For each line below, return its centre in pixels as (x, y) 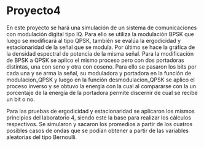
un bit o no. (21, 99)
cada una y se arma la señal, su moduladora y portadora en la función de (99, 73)
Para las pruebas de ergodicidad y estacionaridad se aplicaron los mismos (100, 111)
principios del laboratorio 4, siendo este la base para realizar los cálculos (99, 118)
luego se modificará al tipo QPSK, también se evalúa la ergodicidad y (94, 40)
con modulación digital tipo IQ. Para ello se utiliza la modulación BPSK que (100, 34)
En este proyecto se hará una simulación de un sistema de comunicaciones (102, 28)
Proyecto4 (34, 11)
